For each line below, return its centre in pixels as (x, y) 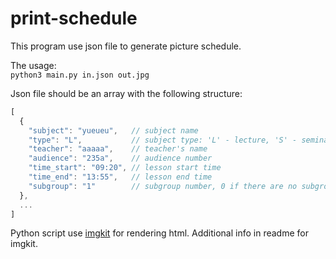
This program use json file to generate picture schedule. (126, 46)
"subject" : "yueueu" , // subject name (113, 130)
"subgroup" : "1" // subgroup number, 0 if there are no (163, 186)
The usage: (33, 65)
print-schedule (74, 18)
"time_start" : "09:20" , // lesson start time (125, 168)
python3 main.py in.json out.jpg (80, 75)
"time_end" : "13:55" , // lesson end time (120, 177)
